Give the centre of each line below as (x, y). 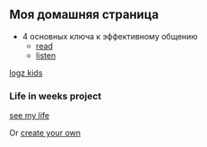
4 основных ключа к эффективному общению (110, 36)
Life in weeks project (56, 96)
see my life (30, 116)
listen (46, 55)
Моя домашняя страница (84, 15)
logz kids (26, 73)
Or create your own (45, 133)
